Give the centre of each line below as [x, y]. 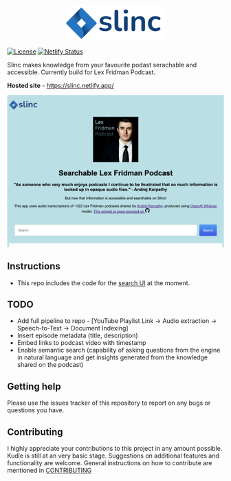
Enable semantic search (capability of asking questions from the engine [119, 350]
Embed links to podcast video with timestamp [81, 343]
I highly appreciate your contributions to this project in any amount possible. [115, 449]
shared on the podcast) [50, 365]
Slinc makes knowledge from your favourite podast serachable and [102, 65]
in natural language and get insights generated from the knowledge [112, 357]
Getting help [34, 387]
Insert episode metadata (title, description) [78, 335]
